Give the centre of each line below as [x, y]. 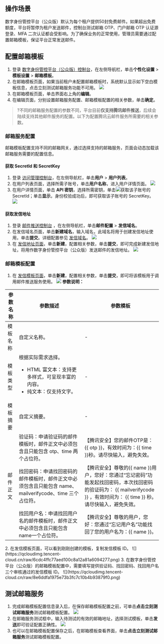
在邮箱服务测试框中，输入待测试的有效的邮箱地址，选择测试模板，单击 [83, 619]
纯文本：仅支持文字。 [52, 391]
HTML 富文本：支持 [50, 369]
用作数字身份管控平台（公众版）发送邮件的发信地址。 [79, 250]
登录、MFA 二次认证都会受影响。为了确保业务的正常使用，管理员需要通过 [79, 34]
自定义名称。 [33, 337]
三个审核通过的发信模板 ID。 [33, 572]
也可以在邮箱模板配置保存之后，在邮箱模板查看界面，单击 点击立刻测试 [83, 631]
